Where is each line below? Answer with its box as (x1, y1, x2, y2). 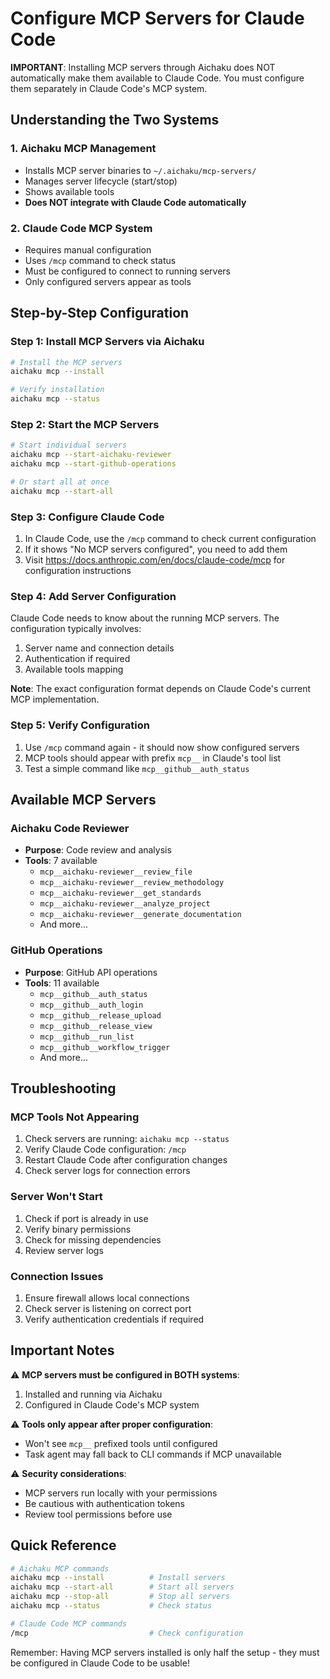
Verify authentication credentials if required (24, 1313, 205, 1325)
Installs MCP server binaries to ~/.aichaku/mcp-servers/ (24, 164, 257, 176)
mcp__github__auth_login (39, 1000, 144, 1010)
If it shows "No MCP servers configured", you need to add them (24, 543, 288, 556)
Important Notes (10, 1342, 115, 1359)
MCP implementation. (10, 693, 100, 706)
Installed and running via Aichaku (24, 1388, 163, 1400)
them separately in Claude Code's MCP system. (10, 82, 208, 94)
